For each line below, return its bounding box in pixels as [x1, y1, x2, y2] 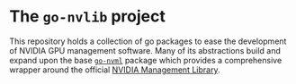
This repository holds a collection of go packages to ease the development [9, 36, 287, 46]
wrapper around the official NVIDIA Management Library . [9, 64, 220, 75]
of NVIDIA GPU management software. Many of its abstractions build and [9, 45, 282, 55]
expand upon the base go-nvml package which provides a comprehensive [9, 55, 283, 65]
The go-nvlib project [9, 6, 166, 27]
